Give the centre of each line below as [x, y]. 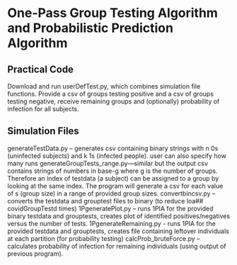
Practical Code [41, 69]
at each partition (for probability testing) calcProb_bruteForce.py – [104, 238]
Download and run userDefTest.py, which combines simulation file [104, 86]
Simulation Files [43, 131]
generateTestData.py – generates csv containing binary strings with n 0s [113, 148]
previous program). [35, 254]
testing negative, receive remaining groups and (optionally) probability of [114, 101]
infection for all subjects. [43, 109]
